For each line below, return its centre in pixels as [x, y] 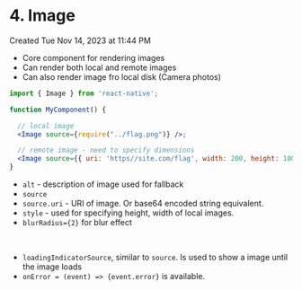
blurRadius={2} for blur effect [77, 223]
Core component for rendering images [93, 57]
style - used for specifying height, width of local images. [128, 213]
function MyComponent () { [58, 110]
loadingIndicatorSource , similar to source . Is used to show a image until [155, 258]
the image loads [52, 267]
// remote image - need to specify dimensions [106, 150]
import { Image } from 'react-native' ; [84, 93]
